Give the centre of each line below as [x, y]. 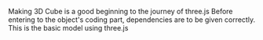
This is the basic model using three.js [68, 28]
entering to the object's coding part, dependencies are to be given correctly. [132, 20]
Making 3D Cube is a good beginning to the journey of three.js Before [121, 11]
